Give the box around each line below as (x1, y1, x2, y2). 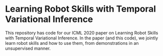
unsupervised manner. (5, 45, 51, 51)
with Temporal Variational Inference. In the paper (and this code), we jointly (5, 35, 158, 41)
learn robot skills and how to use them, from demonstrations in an (5, 40, 139, 46)
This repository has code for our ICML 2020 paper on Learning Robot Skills (5, 30, 159, 36)
